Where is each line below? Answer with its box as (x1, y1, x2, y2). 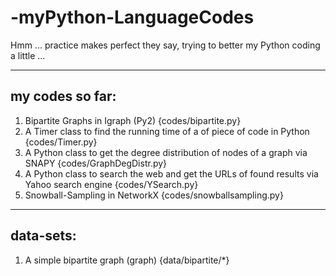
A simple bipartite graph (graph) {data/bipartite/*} (24, 254, 230, 266)
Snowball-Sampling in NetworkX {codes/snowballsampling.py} (24, 189, 284, 201)
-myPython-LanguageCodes (10, 6, 255, 29)
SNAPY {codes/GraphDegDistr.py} (24, 157, 168, 169)
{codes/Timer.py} (24, 136, 98, 148)
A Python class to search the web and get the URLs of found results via (24, 167, 319, 180)
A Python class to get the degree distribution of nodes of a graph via (24, 146, 308, 158)
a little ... (10, 49, 46, 61)
